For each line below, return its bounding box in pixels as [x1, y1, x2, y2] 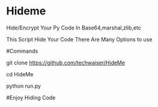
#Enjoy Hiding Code [6, 94, 56, 101]
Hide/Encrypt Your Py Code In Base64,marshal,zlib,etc [6, 24, 141, 31]
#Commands [6, 47, 38, 55]
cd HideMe [6, 70, 34, 78]
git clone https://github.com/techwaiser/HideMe [6, 59, 125, 66]
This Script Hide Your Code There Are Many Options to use [6, 35, 153, 43]
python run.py [6, 82, 41, 90]
